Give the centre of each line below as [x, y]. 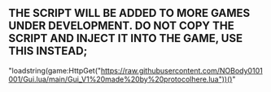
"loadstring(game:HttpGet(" [55, 70]
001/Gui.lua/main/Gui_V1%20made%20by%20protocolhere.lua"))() [120, 79]
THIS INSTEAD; [48, 51]
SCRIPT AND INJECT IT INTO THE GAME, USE [125, 38]
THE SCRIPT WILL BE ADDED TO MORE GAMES [129, 13]
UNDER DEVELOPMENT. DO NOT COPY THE [121, 26]
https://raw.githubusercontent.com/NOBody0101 [181, 70]
